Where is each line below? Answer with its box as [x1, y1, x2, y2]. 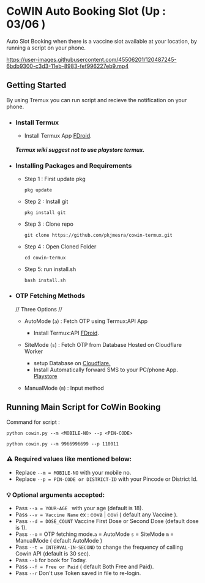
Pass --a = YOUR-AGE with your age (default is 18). [15, 505, 144, 512]
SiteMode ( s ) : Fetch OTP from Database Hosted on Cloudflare [24, 341, 182, 348]
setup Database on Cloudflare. [33, 359, 111, 366]
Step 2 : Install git [24, 198, 69, 206]
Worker [24, 347, 43, 355]
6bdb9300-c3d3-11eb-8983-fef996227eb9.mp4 [6, 62, 129, 70]
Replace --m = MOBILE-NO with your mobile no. [15, 469, 132, 476]
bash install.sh [24, 277, 66, 284]
